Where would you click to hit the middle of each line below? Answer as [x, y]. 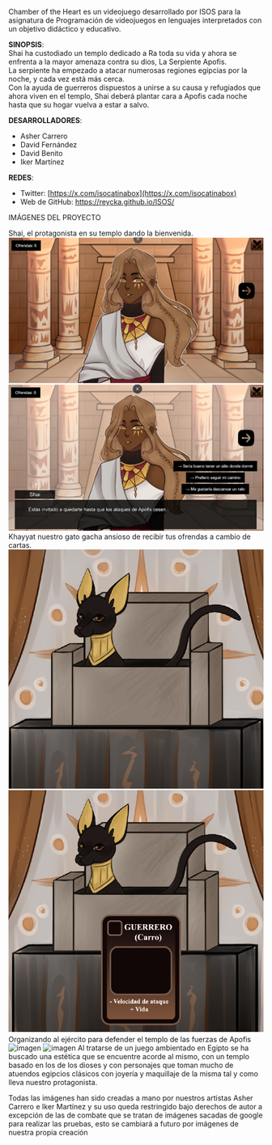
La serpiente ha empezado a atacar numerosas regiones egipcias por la [128, 70]
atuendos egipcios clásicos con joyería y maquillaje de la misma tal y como [134, 1074]
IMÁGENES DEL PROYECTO [55, 217]
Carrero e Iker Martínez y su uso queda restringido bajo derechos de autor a [136, 1107]
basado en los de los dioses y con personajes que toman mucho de [121, 1065]
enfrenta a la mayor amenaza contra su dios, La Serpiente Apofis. [118, 61]
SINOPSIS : [26, 45]
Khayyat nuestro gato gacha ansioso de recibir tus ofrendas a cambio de [130, 536]
